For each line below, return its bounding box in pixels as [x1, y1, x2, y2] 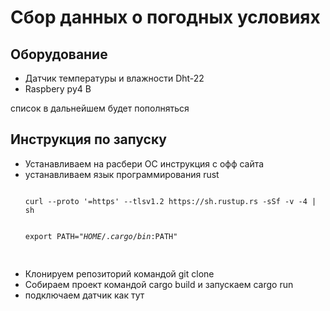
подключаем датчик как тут [24, 289, 145, 301]
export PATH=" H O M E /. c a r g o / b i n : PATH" [24, 231, 178, 241]
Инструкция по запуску [10, 131, 167, 148]
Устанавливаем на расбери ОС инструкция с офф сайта [24, 157, 265, 170]
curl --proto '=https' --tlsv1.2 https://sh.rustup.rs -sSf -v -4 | [24, 196, 317, 206]
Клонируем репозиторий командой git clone [24, 267, 215, 280]
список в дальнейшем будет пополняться [10, 102, 190, 114]
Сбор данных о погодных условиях [10, 6, 321, 29]
